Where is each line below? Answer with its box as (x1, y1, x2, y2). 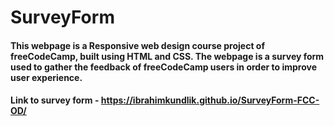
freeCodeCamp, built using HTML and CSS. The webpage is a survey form (10, 50, 325, 62)
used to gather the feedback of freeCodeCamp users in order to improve (10, 61, 317, 73)
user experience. (10, 71, 83, 83)
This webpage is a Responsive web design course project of (10, 39, 265, 51)
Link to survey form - (10, 94, 100, 106)
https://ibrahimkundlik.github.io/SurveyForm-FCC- (100, 94, 320, 106)
